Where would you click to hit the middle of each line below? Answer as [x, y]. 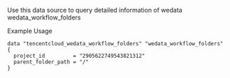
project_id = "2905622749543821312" [79, 56]
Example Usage [30, 31]
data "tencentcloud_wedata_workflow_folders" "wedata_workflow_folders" [115, 44]
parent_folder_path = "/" [51, 62]
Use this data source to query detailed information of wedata [95, 10]
